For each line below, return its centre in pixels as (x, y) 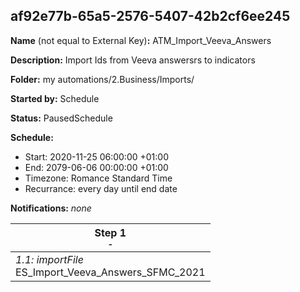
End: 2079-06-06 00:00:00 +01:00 (96, 167)
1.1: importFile (49, 259)
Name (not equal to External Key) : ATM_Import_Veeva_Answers (141, 40)
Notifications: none (51, 208)
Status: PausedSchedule (61, 118)
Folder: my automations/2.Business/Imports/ (102, 79)
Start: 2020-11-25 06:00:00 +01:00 (96, 156)
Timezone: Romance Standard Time (98, 178)
